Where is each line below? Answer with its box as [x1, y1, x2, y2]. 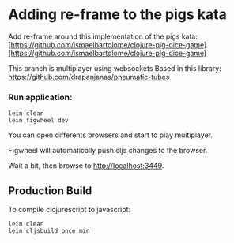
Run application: [8, 92, 73, 103]
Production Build [8, 184, 92, 197]
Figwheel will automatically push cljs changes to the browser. [8, 146, 208, 155]
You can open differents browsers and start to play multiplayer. [8, 130, 213, 140]
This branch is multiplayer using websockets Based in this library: [8, 63, 221, 73]
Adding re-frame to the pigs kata [8, 6, 227, 24]
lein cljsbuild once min [8, 227, 90, 235]
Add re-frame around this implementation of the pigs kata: [8, 32, 198, 41]
